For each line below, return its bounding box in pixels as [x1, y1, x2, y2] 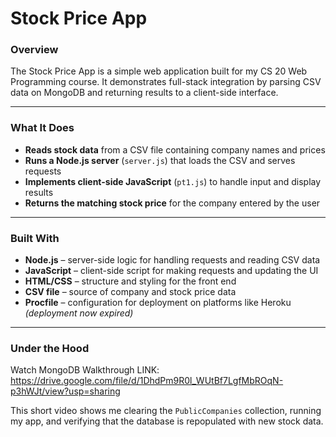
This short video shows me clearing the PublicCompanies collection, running [10, 405, 322, 417]
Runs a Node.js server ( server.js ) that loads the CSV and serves [24, 154, 296, 166]
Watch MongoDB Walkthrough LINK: [10, 364, 160, 376]
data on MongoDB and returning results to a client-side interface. [10, 87, 279, 99]
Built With [10, 231, 60, 245]
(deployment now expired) [24, 307, 134, 319]
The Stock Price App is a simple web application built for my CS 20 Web [10, 65, 308, 77]
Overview [10, 43, 59, 57]
